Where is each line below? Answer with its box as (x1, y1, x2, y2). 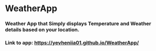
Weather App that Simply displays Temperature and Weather (5, 20, 152, 27)
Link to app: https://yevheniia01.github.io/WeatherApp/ (5, 39, 139, 46)
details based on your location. (5, 26, 79, 33)
